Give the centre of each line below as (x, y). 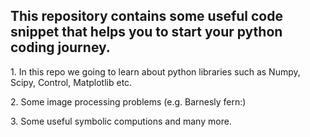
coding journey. (60, 47)
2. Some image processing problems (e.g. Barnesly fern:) (128, 101)
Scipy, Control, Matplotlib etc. (71, 82)
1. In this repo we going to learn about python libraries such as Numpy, (155, 71)
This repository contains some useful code (146, 16)
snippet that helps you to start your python (146, 32)
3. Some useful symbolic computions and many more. (121, 121)
